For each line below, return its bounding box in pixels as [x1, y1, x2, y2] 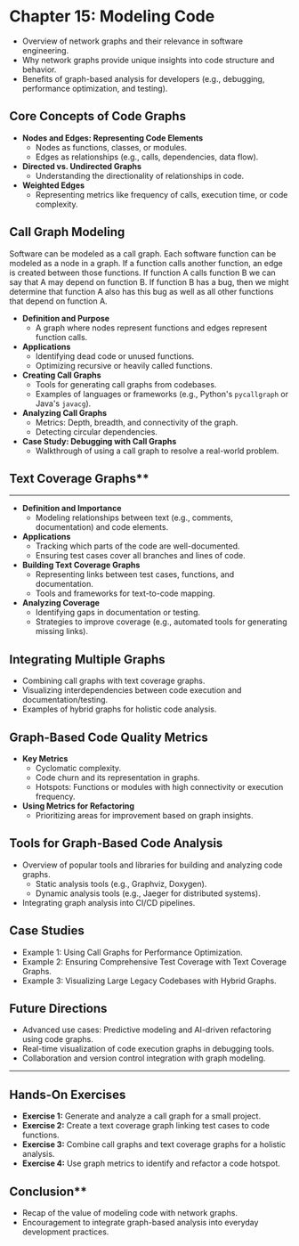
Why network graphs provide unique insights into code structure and [21, 54, 275, 65]
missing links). [35, 626, 89, 637]
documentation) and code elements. [35, 522, 169, 533]
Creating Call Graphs [21, 370, 101, 380]
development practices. [21, 1226, 109, 1237]
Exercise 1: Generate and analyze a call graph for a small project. [21, 1111, 261, 1121]
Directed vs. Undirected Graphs [21, 160, 142, 171]
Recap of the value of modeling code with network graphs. [21, 1208, 238, 1218]
